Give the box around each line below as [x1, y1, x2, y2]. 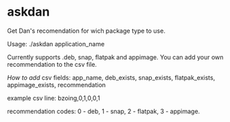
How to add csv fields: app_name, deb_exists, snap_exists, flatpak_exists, [7, 73, 216, 82]
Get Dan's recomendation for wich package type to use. [7, 27, 166, 35]
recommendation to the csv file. [7, 60, 97, 68]
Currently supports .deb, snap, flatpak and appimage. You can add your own [7, 52, 224, 61]
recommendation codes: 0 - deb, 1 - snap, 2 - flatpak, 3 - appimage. [7, 107, 200, 115]
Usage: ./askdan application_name [7, 40, 105, 48]
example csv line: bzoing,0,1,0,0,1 [7, 93, 101, 102]
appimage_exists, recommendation [7, 80, 106, 89]
